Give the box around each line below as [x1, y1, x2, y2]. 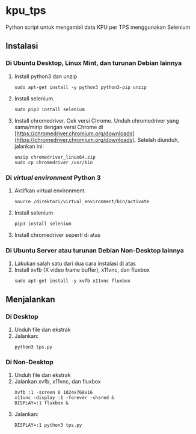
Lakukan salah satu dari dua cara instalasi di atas [14, 260, 136, 267]
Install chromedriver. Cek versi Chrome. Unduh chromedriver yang [14, 117, 179, 124]
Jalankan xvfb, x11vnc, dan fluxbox [14, 378, 102, 385]
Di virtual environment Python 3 [5, 173, 101, 182]
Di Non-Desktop [5, 358, 54, 366]
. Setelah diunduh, [134, 136, 180, 143]
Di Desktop [5, 312, 38, 320]
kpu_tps [5, 4, 46, 17]
